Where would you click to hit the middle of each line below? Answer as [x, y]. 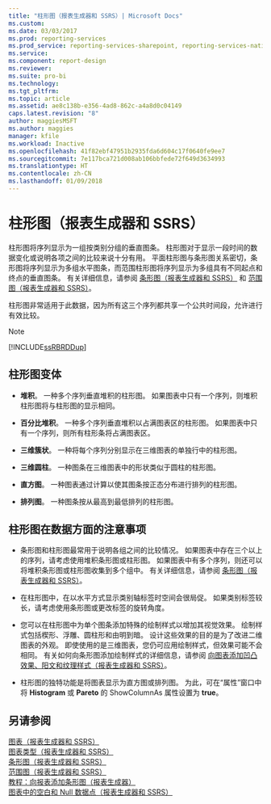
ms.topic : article [39, 99]
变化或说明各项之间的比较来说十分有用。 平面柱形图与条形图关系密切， [133, 257]
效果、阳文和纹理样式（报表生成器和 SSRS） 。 [96, 665]
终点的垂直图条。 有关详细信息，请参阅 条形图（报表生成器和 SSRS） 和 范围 [135, 278]
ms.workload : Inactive [46, 143]
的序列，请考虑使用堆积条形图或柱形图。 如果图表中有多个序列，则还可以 [141, 560]
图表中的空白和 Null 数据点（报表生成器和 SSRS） [91, 792]
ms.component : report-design [57, 61]
